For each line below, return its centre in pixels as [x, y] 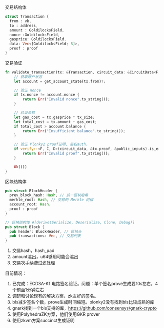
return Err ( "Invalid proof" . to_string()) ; [66, 153]
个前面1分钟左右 [28, 290]
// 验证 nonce [27, 90]
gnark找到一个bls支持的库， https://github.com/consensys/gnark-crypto [84, 308]
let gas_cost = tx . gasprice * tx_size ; [54, 117]
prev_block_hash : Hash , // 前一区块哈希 [49, 195]
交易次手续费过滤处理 [33, 263]
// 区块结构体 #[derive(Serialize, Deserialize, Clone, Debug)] [70, 222]
